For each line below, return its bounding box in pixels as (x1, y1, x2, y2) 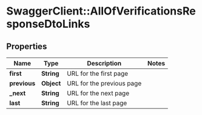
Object (41, 79, 61, 87)
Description (87, 59, 122, 67)
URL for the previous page (66, 79, 142, 87)
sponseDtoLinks (6, 17, 90, 31)
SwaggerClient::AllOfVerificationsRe (6, 4, 196, 18)
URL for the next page (66, 89, 129, 97)
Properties (6, 41, 47, 51)
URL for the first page (66, 70, 129, 77)
